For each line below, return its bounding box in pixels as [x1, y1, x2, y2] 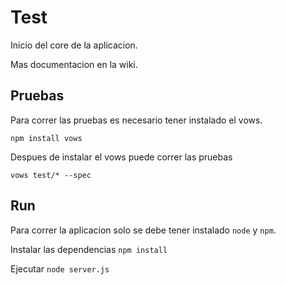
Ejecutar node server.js [10, 262, 110, 275]
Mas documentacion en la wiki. [10, 58, 138, 70]
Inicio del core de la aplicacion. [10, 39, 138, 51]
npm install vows [10, 133, 83, 143]
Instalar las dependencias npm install [10, 243, 168, 255]
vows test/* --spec [10, 170, 92, 180]
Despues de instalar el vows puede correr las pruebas [10, 151, 233, 163]
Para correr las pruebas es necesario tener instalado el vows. [10, 114, 263, 126]
